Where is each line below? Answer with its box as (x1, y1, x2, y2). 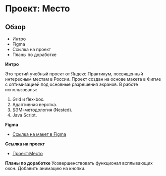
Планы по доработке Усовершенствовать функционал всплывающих (5, 160, 153, 166)
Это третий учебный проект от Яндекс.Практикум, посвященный (5, 71, 143, 77)
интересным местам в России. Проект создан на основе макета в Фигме (5, 76, 161, 82)
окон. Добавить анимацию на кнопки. (5, 166, 86, 171)
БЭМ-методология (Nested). (12, 107, 73, 113)
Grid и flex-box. (12, 96, 45, 102)
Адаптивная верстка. (12, 102, 57, 107)
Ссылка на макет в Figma (12, 131, 66, 137)
